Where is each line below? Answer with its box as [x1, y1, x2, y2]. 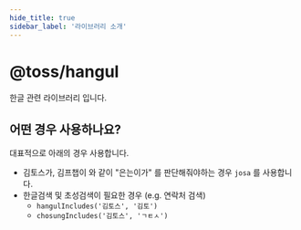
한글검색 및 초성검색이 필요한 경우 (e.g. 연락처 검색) [22, 190, 206, 201]
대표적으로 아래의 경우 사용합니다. [9, 148, 130, 159]
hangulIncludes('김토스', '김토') [36, 202, 158, 211]
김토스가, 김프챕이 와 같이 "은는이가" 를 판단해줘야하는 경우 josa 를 [22, 167, 261, 178]
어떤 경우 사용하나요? [9, 121, 121, 137]
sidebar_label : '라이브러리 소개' [9, 22, 128, 31]
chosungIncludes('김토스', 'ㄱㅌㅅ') [36, 212, 169, 221]
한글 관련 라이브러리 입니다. [9, 92, 108, 103]
